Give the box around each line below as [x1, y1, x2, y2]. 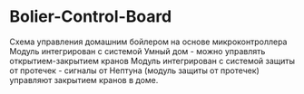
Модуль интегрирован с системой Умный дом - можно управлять [9, 45, 266, 56]
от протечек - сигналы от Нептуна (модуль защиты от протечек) [9, 65, 260, 76]
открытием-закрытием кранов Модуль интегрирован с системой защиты [9, 55, 296, 66]
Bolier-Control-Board [9, 6, 172, 27]
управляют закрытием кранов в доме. [9, 74, 159, 85]
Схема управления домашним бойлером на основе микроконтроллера [9, 36, 288, 47]
